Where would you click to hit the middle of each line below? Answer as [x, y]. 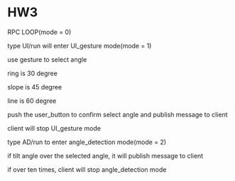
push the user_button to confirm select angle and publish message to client [118, 114]
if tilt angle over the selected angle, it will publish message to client [105, 155]
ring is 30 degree [33, 73]
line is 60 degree [32, 101]
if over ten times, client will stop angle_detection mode [87, 169]
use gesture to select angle [47, 59]
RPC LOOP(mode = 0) [39, 32]
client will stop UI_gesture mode [54, 128]
